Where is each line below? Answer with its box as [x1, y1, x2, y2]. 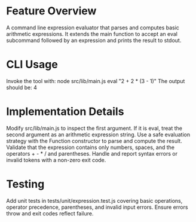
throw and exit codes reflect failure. [6, 209, 94, 217]
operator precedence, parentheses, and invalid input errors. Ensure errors [6, 203, 188, 211]
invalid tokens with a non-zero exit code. [6, 156, 106, 163]
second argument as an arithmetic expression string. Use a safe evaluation [6, 130, 190, 138]
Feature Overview [6, 4, 97, 18]
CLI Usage [6, 58, 58, 71]
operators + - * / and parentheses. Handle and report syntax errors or [6, 150, 178, 157]
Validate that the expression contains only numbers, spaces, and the [6, 144, 175, 151]
